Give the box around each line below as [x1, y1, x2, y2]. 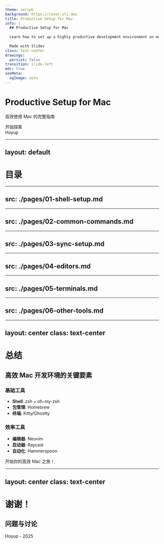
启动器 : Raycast [12, 442, 44, 448]
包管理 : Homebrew [12, 404, 50, 410]
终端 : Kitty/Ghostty [12, 410, 50, 417]
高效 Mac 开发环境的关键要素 [5, 371, 93, 379]
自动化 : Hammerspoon [12, 448, 58, 454]
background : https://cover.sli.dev [5, 12, 78, 17]
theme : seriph [5, 7, 34, 12]
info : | [5, 21, 21, 26]
